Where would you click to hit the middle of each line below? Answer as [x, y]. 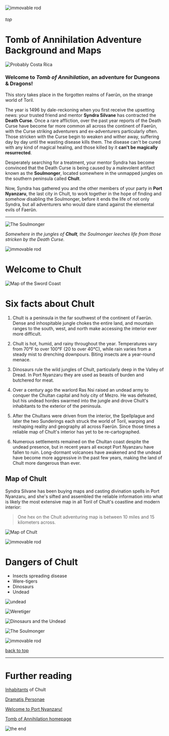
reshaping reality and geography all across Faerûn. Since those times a [86, 426]
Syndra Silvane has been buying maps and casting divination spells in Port [82, 491]
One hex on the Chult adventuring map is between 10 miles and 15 [86, 517]
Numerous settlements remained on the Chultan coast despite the [81, 442]
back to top [17, 651]
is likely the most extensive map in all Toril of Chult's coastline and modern [82, 502]
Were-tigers [25, 581]
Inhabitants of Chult [26, 690]
